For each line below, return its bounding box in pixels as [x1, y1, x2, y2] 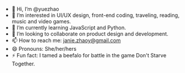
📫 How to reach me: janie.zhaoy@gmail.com [11, 37, 122, 44]
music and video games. [11, 18, 72, 25]
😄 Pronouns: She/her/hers [11, 46, 77, 52]
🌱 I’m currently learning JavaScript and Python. [11, 24, 126, 31]
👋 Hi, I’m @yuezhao [11, 6, 59, 12]
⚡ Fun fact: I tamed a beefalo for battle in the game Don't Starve [11, 52, 167, 58]
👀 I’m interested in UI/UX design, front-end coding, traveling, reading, [11, 12, 180, 19]
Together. [11, 60, 35, 67]
